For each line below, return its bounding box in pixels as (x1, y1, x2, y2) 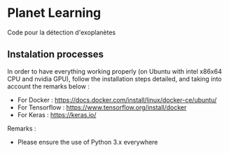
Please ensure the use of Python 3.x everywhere (17, 138, 158, 146)
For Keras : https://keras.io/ (17, 110, 97, 119)
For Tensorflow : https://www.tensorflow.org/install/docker (17, 103, 187, 112)
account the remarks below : (7, 82, 90, 91)
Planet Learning (7, 5, 102, 21)
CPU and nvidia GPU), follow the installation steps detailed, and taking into (7, 74, 222, 83)
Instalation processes (7, 48, 104, 60)
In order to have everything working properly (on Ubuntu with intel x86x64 (7, 67, 222, 75)
